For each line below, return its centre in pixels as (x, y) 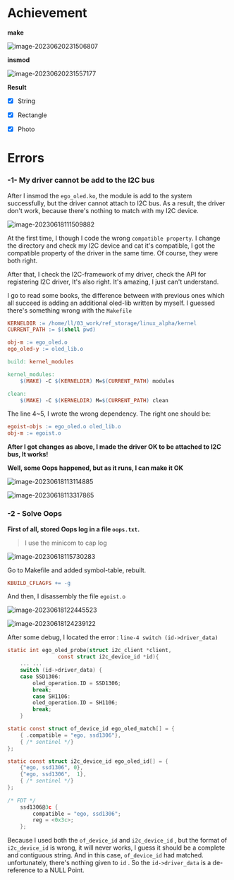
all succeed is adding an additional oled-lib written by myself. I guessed (111, 303)
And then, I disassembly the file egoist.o (66, 596)
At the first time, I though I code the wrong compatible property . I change (114, 238)
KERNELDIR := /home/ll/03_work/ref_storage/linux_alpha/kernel (102, 323)
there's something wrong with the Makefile (70, 310)
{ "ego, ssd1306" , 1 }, (53, 774)
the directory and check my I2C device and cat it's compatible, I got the (111, 246)
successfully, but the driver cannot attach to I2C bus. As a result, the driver (116, 203)
